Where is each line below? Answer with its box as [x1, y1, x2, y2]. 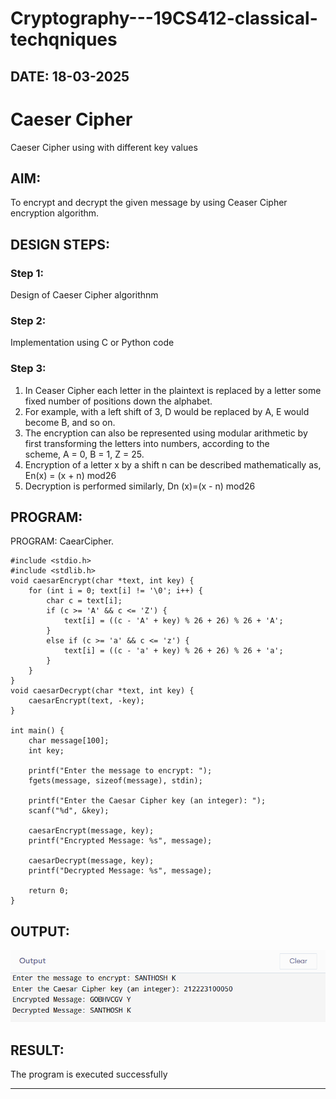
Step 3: [10, 362, 47, 376]
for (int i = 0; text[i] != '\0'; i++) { [28, 586, 203, 596]
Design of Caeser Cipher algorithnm [10, 289, 159, 301]
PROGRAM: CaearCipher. [10, 535, 114, 547]
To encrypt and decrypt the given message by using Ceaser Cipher [10, 197, 288, 209]
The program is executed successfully [10, 1068, 168, 1081]
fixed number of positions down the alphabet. [24, 395, 213, 407]
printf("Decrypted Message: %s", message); [28, 866, 213, 876]
